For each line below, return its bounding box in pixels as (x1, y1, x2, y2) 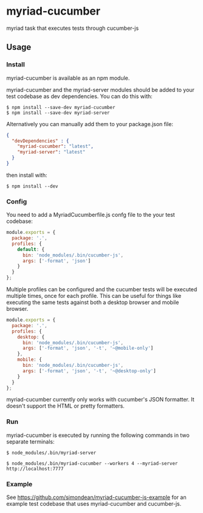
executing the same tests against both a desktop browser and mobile (6, 299, 179, 306)
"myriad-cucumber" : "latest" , (17, 143, 94, 150)
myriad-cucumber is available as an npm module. (6, 74, 130, 82)
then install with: (6, 171, 47, 179)
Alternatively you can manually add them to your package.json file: (6, 120, 173, 127)
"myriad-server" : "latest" (17, 149, 86, 155)
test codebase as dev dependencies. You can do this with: (6, 93, 153, 100)
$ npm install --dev (6, 183, 59, 189)
